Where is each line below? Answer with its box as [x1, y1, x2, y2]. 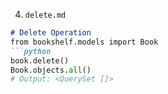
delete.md [24, 10, 67, 20]
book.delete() [10, 55, 70, 66]
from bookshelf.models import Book [10, 37, 159, 47]
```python [10, 46, 52, 56]
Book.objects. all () [10, 65, 92, 75]
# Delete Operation [10, 28, 92, 38]
